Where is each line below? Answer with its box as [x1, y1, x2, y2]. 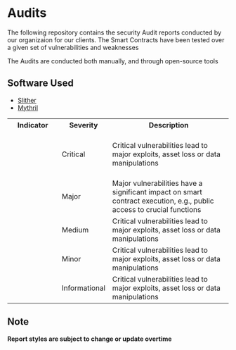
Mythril [17, 104, 39, 112]
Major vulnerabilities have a [112, 178, 203, 188]
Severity [69, 120, 98, 130]
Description [148, 120, 189, 130]
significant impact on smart [112, 187, 202, 196]
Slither [17, 96, 37, 104]
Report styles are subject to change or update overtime [7, 335, 172, 343]
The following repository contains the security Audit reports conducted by [7, 28, 222, 37]
